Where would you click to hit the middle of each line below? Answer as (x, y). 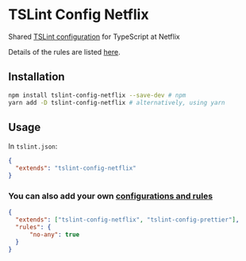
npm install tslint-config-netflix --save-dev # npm (97, 95)
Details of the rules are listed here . (64, 52)
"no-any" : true (54, 234)
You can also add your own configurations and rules (110, 196)
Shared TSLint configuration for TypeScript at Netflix (94, 36)
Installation (37, 77)
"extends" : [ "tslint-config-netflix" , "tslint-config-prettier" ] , (127, 220)
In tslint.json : (33, 146)
